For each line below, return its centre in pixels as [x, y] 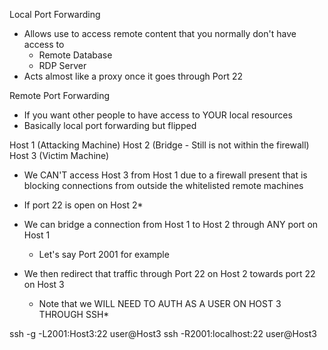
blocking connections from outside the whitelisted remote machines [163, 185]
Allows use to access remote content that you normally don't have [160, 33]
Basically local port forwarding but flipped [110, 125]
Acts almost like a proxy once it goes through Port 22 [133, 76]
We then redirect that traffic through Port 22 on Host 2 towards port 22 [169, 273]
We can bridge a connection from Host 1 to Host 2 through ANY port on [171, 224]
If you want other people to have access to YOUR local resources [158, 115]
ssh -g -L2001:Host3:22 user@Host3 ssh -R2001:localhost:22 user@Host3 [163, 333]
